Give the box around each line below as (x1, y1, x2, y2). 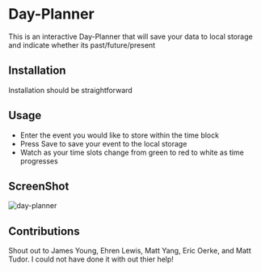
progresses (19, 155, 58, 166)
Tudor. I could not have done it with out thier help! (8, 254, 174, 264)
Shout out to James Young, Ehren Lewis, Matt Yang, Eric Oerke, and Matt (8, 246, 252, 256)
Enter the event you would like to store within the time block (19, 130, 220, 140)
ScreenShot (8, 179, 69, 193)
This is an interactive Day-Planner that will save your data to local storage (8, 32, 253, 41)
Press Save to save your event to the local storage (19, 138, 187, 148)
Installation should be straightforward (8, 85, 133, 95)
